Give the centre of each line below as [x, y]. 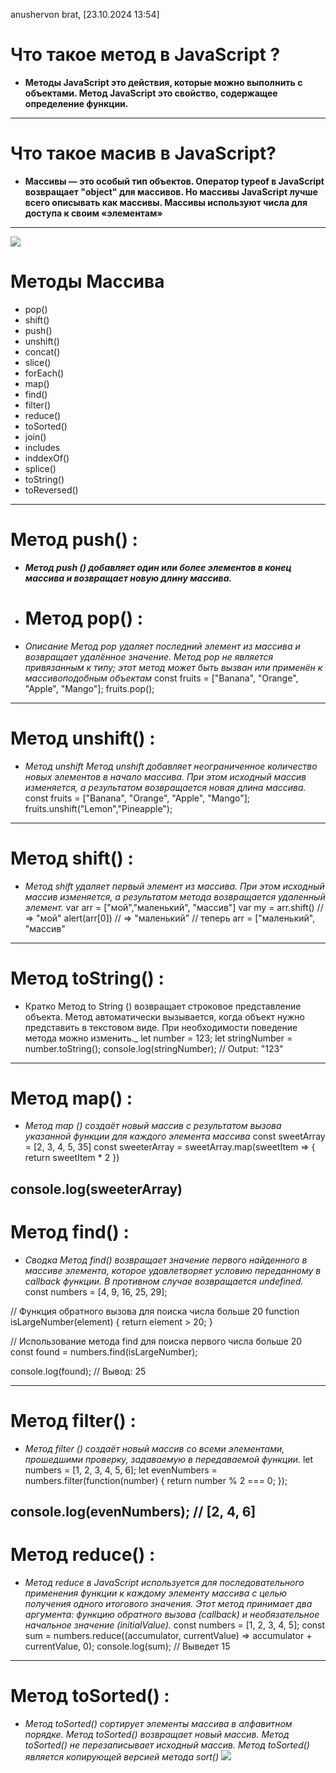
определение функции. [76, 103]
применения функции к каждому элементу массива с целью [156, 1593]
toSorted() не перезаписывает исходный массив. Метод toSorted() [167, 1745]
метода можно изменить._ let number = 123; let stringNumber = [158, 1038]
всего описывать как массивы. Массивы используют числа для [166, 202]
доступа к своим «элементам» [93, 213]
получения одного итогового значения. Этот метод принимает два [168, 1604]
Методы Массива [87, 281]
